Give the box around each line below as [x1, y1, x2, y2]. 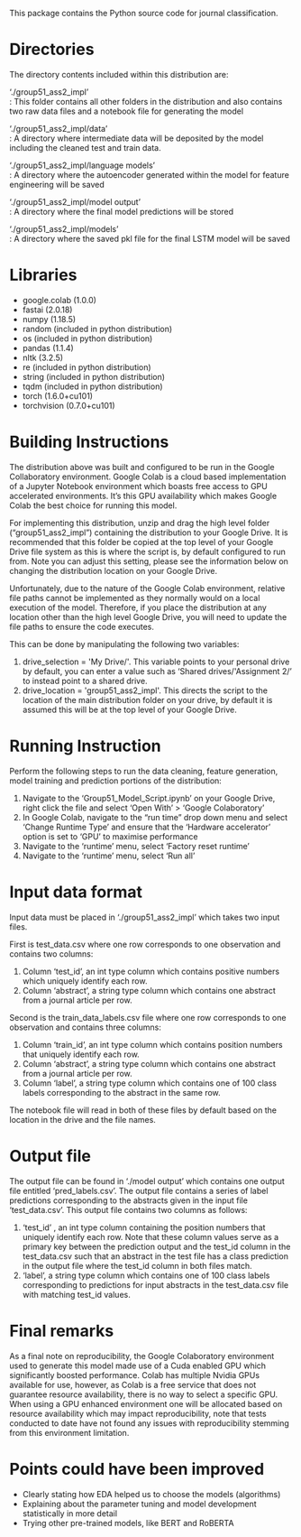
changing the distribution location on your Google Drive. [9, 565, 218, 576]
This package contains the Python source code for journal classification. [9, 8, 278, 18]
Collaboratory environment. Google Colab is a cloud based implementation [9, 471, 287, 482]
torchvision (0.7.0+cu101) [22, 400, 115, 411]
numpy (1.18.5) [22, 313, 77, 324]
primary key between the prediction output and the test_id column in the [22, 1241, 291, 1252]
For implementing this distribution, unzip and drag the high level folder [9, 517, 270, 528]
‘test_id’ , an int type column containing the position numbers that [22, 1222, 266, 1233]
